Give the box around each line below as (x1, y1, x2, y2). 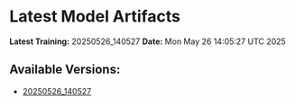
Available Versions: (9, 62, 121, 77)
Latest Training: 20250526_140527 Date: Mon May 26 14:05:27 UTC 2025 (9, 36, 286, 47)
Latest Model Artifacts (9, 6, 180, 27)
